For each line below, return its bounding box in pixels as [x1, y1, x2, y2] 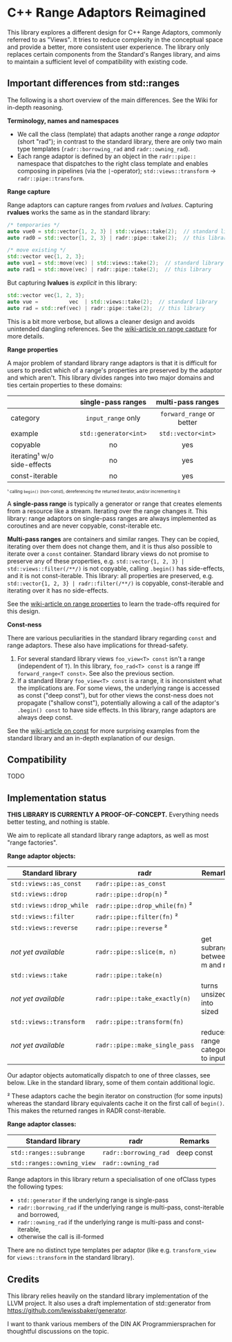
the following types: [7, 1182, 64, 1191]
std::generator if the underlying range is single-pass [17, 1196, 169, 1205]
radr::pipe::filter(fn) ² [95, 912, 178, 921]
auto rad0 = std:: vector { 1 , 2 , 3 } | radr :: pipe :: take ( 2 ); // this [7, 234, 206, 241]
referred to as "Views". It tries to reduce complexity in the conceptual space [7, 35, 223, 44]
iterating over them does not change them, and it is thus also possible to [7, 542, 213, 550]
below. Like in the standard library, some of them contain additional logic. [7, 1079, 215, 1087]
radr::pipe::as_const [95, 880, 166, 888]
